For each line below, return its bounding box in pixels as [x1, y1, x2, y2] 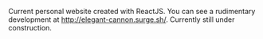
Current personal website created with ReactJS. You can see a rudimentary [8, 7, 256, 16]
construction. [8, 23, 52, 32]
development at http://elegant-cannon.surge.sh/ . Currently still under [8, 15, 235, 24]
